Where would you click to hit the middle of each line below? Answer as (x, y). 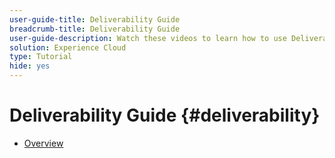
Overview (43, 143)
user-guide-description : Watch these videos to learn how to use (148, 38)
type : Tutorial (41, 57)
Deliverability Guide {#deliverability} (165, 115)
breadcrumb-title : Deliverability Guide (95, 29)
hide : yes (30, 66)
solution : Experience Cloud (68, 47)
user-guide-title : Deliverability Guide (95, 19)
